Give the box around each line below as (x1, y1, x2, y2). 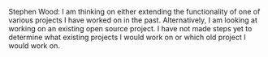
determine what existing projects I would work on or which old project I (8, 32, 246, 42)
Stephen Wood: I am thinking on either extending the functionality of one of (8, 7, 261, 16)
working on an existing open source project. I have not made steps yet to (8, 24, 253, 33)
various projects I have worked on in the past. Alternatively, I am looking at (8, 15, 258, 25)
